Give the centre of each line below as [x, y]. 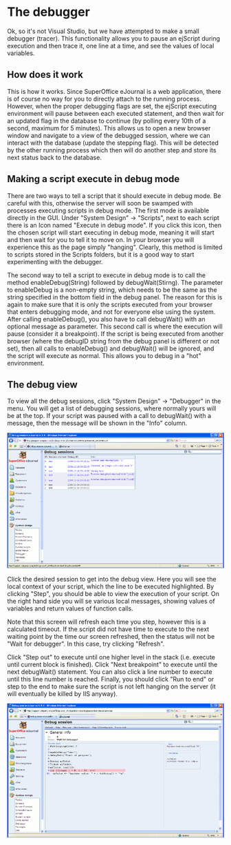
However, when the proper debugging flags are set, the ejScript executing [112, 106]
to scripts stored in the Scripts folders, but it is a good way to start [101, 254]
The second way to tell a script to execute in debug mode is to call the [107, 275]
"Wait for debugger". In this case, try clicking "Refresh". [86, 644]
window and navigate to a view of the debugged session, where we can [109, 135]
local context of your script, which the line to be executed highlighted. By [111, 586]
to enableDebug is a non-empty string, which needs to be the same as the [112, 290]
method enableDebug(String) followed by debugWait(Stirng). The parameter [115, 282]
